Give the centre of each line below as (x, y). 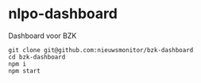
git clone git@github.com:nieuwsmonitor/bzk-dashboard (101, 50)
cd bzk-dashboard (37, 57)
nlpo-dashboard (63, 14)
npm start (25, 71)
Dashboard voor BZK (43, 36)
